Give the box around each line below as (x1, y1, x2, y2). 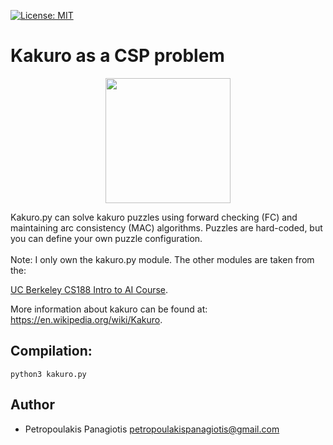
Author (10, 396, 55, 414)
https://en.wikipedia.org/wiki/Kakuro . (10, 313, 163, 325)
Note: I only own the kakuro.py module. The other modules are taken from (10, 253, 315, 265)
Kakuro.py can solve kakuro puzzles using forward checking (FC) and (10, 211, 298, 223)
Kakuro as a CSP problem (10, 45, 225, 67)
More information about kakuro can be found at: (10, 303, 208, 315)
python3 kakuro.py (10, 369, 87, 379)
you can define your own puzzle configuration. (10, 232, 203, 244)
